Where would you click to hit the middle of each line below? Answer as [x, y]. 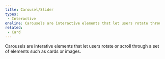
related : [14, 28]
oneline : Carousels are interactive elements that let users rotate [77, 23]
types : [12, 14]
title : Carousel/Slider [29, 10]
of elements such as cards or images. [43, 51]
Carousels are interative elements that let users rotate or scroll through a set [82, 46]
